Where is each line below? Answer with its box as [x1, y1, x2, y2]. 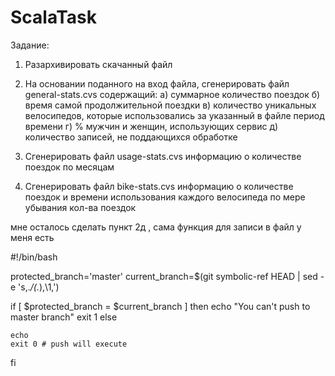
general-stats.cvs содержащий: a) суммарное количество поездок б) [24, 88, 321, 100]
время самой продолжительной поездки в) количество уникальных [24, 99, 317, 111]
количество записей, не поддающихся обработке [24, 131, 238, 143]
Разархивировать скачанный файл [24, 58, 173, 70]
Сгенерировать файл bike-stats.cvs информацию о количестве [24, 180, 294, 192]
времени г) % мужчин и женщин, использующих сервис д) [24, 120, 279, 132]
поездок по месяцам [24, 161, 115, 173]
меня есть [10, 231, 55, 243]
